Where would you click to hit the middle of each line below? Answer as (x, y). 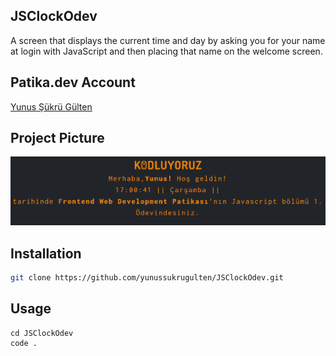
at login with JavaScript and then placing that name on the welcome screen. (166, 51)
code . (24, 343)
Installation (46, 253)
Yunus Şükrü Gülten (51, 106)
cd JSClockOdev (42, 333)
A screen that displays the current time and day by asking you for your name (168, 40)
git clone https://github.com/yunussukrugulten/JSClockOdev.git (147, 278)
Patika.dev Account (73, 82)
